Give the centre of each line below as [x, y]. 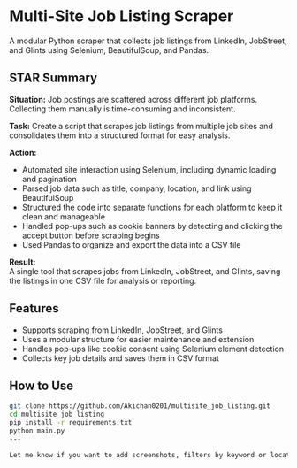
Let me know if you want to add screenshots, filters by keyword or [138, 455]
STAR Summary [53, 78]
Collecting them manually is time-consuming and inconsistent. [122, 109]
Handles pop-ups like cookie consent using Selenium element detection [153, 349]
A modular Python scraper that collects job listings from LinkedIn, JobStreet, [148, 41]
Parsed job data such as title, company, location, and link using [137, 188]
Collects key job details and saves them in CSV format [120, 358]
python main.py [37, 431]
